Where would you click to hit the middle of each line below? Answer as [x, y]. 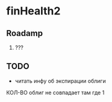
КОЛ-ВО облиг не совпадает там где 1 [55, 92]
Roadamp [25, 33]
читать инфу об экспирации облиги [61, 81]
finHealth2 [33, 11]
